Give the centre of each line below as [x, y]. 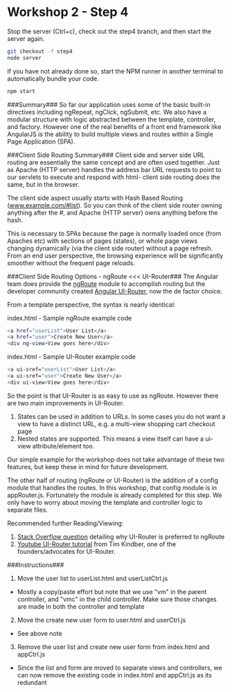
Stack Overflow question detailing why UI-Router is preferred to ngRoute [121, 537]
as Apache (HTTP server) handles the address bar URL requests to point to [114, 169]
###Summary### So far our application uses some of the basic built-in [109, 104]
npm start [21, 91]
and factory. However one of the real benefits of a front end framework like [114, 126]
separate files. [28, 509]
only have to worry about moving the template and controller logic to [105, 502]
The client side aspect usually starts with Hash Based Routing [95, 198]
